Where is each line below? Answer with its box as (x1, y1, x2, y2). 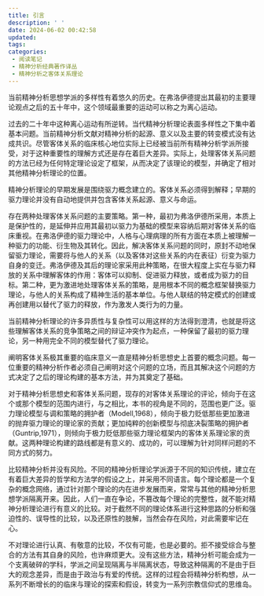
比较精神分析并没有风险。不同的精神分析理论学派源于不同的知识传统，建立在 (8, 464, 256, 474)
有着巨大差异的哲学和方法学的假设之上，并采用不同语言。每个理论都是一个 (8, 474, 249, 484)
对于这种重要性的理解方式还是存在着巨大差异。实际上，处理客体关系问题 (21, 148, 256, 158)
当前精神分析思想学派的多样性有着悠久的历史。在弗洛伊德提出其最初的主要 (8, 92, 249, 102)
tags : (8, 41, 26, 49)
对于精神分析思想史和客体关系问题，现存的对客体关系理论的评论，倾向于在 (8, 389, 249, 398)
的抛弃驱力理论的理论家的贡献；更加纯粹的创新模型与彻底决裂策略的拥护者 (8, 418, 249, 428)
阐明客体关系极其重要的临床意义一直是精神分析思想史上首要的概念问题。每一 (8, 353, 256, 362)
